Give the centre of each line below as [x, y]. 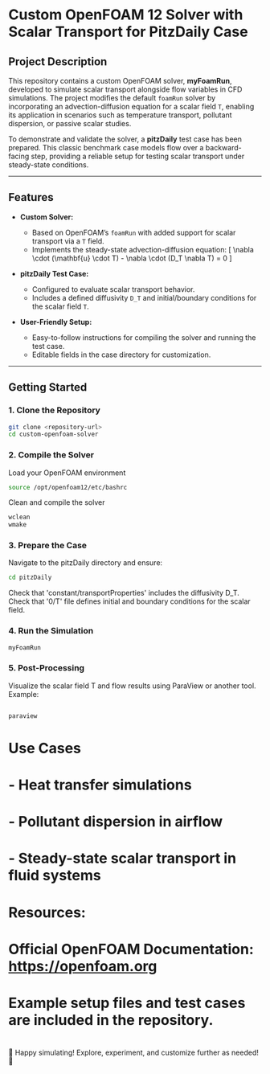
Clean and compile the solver [57, 502]
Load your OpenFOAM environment [67, 473]
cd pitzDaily [30, 578]
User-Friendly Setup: [56, 322]
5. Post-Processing [47, 668]
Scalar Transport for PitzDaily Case [128, 32]
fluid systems [55, 876]
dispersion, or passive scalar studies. [70, 123]
